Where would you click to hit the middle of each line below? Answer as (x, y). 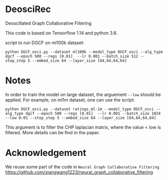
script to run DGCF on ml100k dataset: (45, 42)
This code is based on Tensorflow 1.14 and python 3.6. (61, 33)
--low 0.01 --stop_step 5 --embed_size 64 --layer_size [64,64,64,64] (81, 118)
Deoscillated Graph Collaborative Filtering (49, 23)
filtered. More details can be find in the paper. (53, 132)
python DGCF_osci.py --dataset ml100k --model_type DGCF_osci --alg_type (84, 52)
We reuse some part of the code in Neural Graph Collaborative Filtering (82, 166)
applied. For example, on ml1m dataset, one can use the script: (70, 100)
